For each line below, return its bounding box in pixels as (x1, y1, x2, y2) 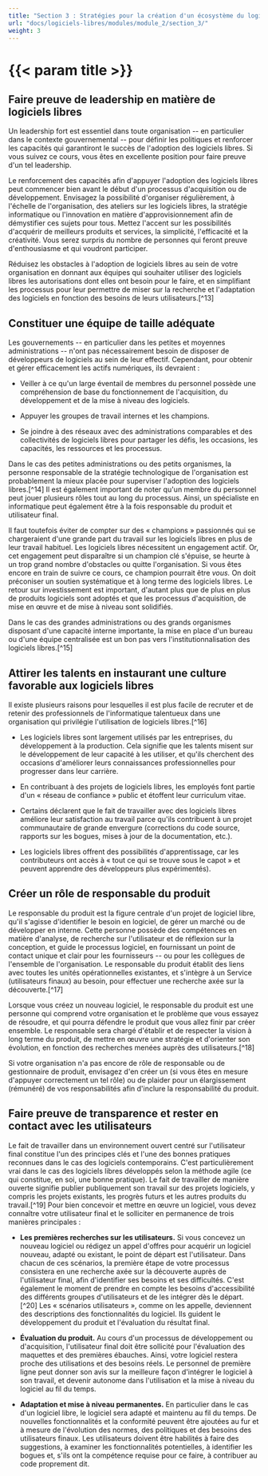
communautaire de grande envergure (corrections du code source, (19, 823, 240, 832)
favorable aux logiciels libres (8, 679, 154, 692)
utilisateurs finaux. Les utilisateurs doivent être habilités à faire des (19, 1433, 239, 1443)
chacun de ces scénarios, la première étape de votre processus (19, 1258, 230, 1267)
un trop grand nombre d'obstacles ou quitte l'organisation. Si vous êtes (8, 560, 242, 569)
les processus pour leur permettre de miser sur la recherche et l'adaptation (8, 285, 255, 294)
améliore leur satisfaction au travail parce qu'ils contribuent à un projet (19, 815, 253, 824)
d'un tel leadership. (8, 161, 72, 170)
